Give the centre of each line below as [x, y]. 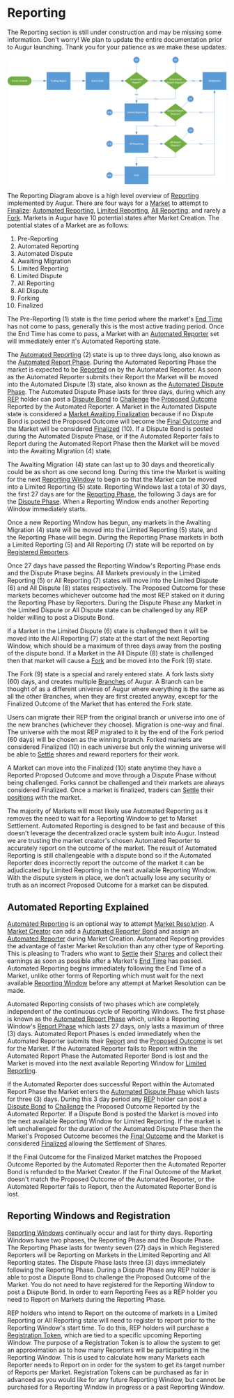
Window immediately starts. [47, 509]
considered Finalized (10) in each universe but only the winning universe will [117, 747]
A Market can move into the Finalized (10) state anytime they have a [104, 768]
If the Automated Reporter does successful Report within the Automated [111, 1084]
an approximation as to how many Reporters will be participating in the [108, 1350]
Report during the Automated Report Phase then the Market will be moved [114, 443]
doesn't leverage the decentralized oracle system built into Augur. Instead [113, 833]
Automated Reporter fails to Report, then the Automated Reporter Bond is [112, 1187]
